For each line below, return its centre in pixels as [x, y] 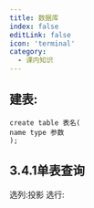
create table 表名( [45, 123]
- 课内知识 [36, 60]
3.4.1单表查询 [47, 171]
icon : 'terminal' [42, 43]
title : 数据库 [34, 18]
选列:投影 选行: [37, 194]
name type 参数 [37, 132]
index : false [34, 26]
